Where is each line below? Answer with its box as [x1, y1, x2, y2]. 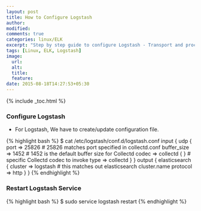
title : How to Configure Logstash [6, 14, 93, 20]
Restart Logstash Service [6, 184, 82, 192]
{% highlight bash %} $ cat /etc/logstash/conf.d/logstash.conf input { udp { [6, 137, 193, 145]
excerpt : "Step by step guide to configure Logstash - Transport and [6, 42, 184, 48]
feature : [11, 75, 33, 81]
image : [6, 53, 23, 59]
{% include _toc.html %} [6, 97, 66, 105]
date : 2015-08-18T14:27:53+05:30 [6, 81, 90, 87]
